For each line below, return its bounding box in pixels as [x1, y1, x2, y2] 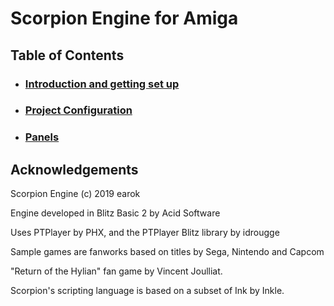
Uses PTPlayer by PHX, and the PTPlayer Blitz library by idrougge [10, 227, 280, 239]
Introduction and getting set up [24, 77, 180, 91]
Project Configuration [24, 103, 133, 117]
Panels [24, 130, 60, 144]
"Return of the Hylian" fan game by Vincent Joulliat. [10, 265, 223, 277]
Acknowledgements [10, 161, 139, 178]
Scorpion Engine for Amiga [10, 7, 239, 30]
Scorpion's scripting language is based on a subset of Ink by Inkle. [10, 285, 285, 297]
